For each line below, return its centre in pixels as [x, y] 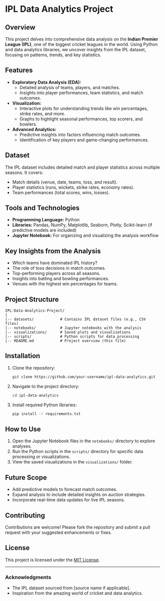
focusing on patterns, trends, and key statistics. [53, 55]
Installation [23, 356]
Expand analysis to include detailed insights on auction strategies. [79, 495]
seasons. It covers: [24, 172]
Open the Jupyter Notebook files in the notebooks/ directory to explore [84, 441]
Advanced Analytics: [34, 129]
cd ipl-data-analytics [35, 395]
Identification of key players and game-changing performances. [84, 140]
